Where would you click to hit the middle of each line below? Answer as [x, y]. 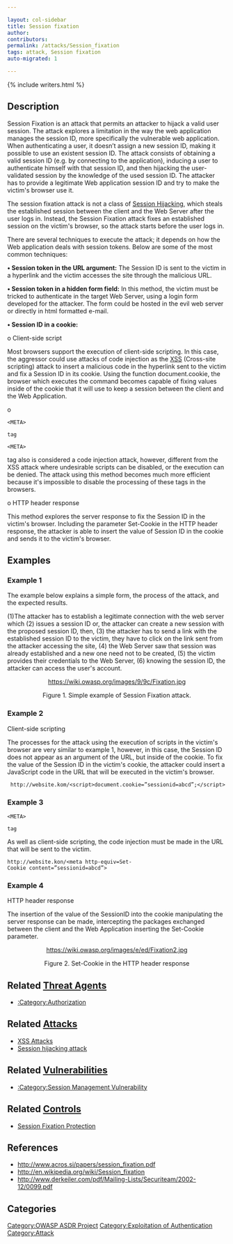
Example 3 [25, 802]
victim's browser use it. [41, 190]
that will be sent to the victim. [49, 849]
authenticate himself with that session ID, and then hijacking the [99, 167]
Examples [29, 561]
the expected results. [38, 603]
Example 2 [25, 714]
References [33, 1147]
